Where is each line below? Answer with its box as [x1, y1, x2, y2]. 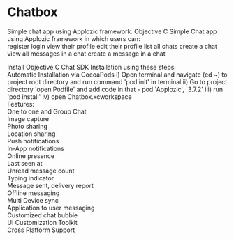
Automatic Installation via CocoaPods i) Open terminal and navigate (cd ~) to [7, 70, 228, 79]
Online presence [7, 151, 54, 160]
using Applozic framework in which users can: [7, 34, 141, 42]
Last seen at [7, 159, 43, 167]
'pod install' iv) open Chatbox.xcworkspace [7, 92, 133, 101]
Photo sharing [7, 122, 47, 130]
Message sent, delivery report [7, 181, 94, 189]
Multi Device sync [7, 196, 59, 204]
